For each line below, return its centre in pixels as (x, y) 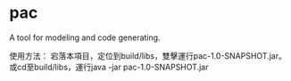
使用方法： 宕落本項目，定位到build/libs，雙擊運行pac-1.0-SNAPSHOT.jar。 (148, 55)
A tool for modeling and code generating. (85, 37)
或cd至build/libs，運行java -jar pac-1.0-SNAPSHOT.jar (109, 67)
